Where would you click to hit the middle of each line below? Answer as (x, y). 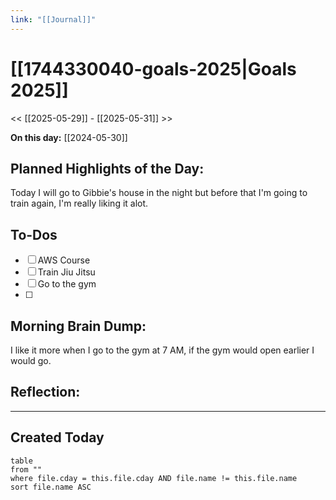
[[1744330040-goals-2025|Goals (153, 68)
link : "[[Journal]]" (53, 19)
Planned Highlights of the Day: (107, 168)
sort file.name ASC (51, 487)
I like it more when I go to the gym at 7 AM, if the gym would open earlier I (162, 350)
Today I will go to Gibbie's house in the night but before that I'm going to (159, 193)
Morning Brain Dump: (78, 326)
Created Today (57, 437)
